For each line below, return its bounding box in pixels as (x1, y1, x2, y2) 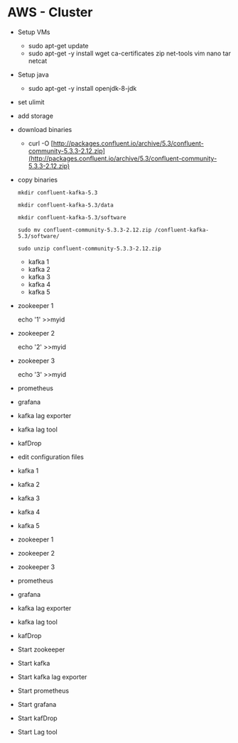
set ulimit (17, 97, 45, 106)
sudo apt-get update (28, 41, 89, 50)
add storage (17, 111, 53, 120)
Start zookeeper (17, 645, 65, 654)
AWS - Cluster (7, 4, 93, 21)
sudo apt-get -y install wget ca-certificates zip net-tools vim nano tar (28, 49, 231, 57)
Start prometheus (17, 686, 70, 695)
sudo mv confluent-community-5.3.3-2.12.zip (17, 226, 152, 233)
